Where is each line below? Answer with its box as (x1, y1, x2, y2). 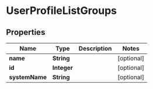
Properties (6, 27, 46, 37)
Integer (52, 64, 73, 72)
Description (78, 45, 112, 52)
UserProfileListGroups (6, 4, 117, 17)
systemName (9, 73, 47, 81)
